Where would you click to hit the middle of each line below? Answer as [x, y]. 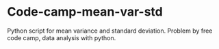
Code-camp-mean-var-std [85, 12]
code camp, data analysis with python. [62, 37]
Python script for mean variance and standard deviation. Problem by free [110, 31]
